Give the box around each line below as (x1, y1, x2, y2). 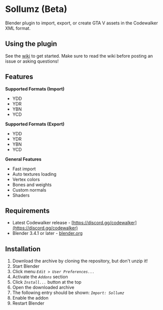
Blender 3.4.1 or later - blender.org (12, 230, 83, 236)
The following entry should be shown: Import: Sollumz (12, 290, 125, 296)
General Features (5, 156, 42, 162)
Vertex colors (12, 176, 40, 182)
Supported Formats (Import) (5, 86, 65, 92)
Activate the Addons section (12, 274, 68, 280)
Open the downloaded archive (12, 285, 75, 291)
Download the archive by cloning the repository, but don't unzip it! (12, 258, 148, 264)
